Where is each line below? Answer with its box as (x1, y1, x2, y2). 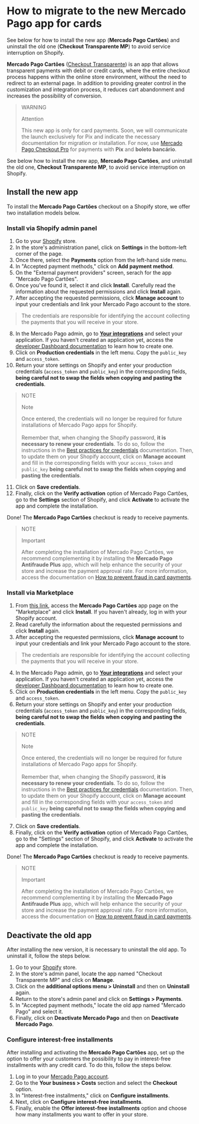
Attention (21, 115, 44, 122)
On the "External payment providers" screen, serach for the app (15, 269, 172, 276)
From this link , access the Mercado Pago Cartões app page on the (15, 602, 179, 609)
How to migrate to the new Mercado (7, 4, 186, 18)
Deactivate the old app (7, 930, 92, 940)
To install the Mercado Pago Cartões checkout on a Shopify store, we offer (7, 203, 191, 210)
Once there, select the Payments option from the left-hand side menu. (15, 257, 188, 264)
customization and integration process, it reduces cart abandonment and (7, 86, 185, 93)
